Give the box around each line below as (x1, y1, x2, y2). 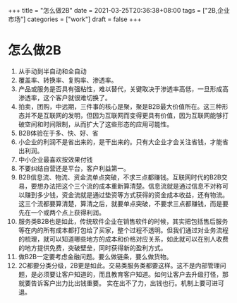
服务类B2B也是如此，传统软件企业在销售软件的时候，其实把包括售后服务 (18, 217, 229, 225)
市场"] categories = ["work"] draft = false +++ (8, 15, 142, 23)
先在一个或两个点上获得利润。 (18, 208, 105, 217)
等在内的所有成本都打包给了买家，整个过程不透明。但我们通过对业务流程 (18, 225, 229, 234)
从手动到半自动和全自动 (18, 66, 87, 76)
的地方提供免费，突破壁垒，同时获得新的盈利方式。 (18, 243, 167, 252)
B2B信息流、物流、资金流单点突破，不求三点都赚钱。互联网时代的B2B (18, 172, 221, 182)
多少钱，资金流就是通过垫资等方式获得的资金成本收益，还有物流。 (37, 190, 229, 199)
